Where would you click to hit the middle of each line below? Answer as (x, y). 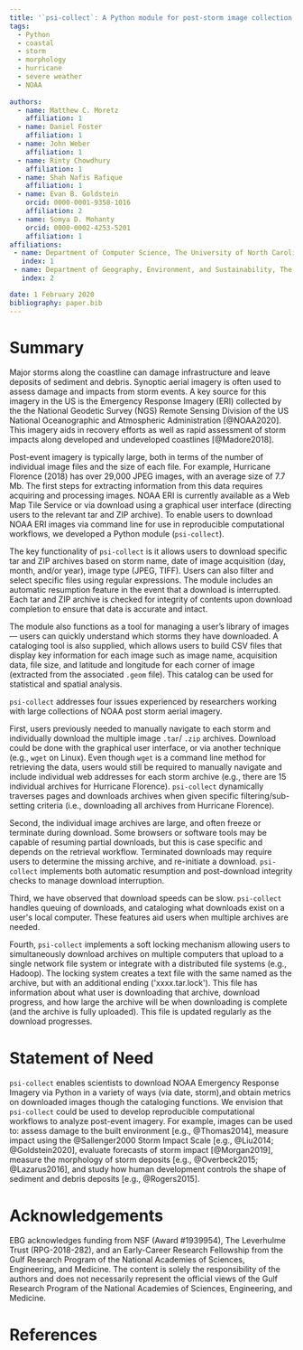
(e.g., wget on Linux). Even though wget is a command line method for (138, 758)
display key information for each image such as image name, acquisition (143, 655)
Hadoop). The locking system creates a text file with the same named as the (151, 973)
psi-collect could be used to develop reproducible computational (132, 1111)
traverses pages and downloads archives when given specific (124, 796)
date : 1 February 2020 (52, 295)
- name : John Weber (54, 144)
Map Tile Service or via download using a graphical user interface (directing (150, 505)
